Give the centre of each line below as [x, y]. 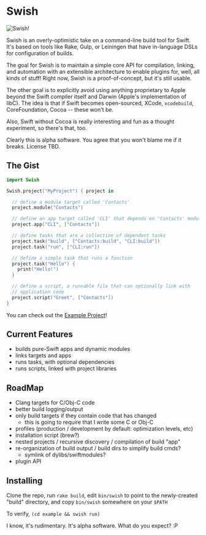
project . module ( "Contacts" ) [48, 208]
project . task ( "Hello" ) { [44, 264]
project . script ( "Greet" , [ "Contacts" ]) [63, 298]
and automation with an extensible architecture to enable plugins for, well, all [103, 71]
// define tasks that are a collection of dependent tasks [89, 236]
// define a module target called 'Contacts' [71, 202]
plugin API [28, 461]
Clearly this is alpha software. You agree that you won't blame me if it [94, 140]
